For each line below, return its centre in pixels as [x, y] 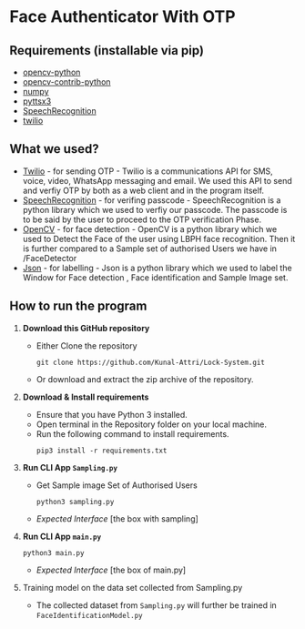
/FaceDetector [50, 258]
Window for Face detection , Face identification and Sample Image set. [155, 277]
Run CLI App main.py [62, 536]
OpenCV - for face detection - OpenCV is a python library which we [150, 228]
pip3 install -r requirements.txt [102, 451]
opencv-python [51, 72]
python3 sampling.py [75, 502]
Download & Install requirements [86, 397]
